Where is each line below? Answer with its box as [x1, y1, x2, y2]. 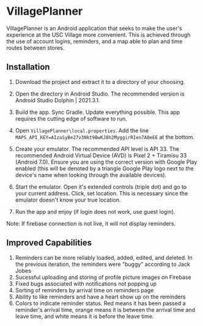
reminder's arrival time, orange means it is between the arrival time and [15, 306, 196, 313]
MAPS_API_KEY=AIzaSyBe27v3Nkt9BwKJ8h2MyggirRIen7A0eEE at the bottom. [15, 133, 195, 140]
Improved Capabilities [6, 238, 92, 248]
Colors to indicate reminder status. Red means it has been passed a [15, 299, 186, 307]
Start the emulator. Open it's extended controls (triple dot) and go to [15, 183, 187, 191]
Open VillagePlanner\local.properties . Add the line [15, 127, 149, 134]
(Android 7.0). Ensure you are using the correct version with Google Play [15, 158, 197, 165]
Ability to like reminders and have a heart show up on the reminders [15, 293, 186, 300]
